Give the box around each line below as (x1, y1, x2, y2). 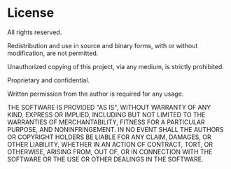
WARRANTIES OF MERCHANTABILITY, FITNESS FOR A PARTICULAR (7, 117, 205, 126)
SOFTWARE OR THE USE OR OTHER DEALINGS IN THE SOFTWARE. (7, 155, 204, 163)
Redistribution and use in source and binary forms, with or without (7, 41, 198, 50)
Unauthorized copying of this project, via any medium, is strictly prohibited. (7, 62, 224, 71)
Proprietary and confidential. (7, 75, 90, 84)
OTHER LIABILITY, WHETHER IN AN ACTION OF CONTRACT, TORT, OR (7, 140, 213, 148)
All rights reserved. (7, 28, 62, 36)
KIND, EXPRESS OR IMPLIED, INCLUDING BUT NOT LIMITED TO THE (7, 110, 206, 119)
